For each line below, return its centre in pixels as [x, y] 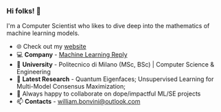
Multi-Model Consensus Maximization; [71, 87]
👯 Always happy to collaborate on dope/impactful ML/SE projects [108, 94]
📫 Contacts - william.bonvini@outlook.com [78, 102]
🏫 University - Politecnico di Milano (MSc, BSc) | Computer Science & [115, 65]
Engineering [33, 72]
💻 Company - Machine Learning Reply [72, 55]
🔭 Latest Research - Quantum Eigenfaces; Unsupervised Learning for [115, 79]
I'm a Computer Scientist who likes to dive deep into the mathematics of [108, 26]
